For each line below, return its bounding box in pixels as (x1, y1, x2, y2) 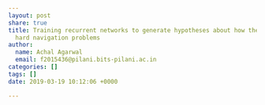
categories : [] (8, 63, 58, 71)
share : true (8, 19, 47, 27)
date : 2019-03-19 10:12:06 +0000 (8, 77, 118, 85)
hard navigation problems (15, 33, 101, 42)
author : (8, 41, 34, 49)
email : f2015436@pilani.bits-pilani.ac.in (15, 56, 157, 64)
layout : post (8, 11, 51, 20)
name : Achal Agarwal (15, 48, 83, 56)
